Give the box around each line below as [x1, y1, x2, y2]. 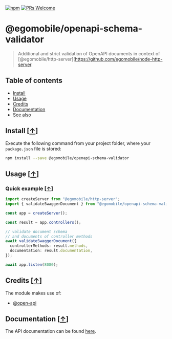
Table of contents [5, 76, 62, 85]
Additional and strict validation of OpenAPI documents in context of [17, 50, 160, 56]
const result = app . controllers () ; [5, 220, 81, 225]
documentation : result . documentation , [10, 248, 93, 253]
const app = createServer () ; [5, 210, 68, 216]
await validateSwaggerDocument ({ [5, 239, 77, 244]
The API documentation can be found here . [5, 328, 96, 334]
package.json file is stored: [5, 145, 61, 152]
